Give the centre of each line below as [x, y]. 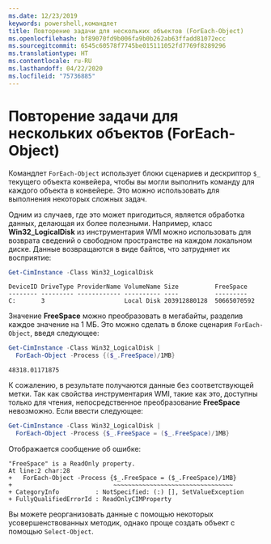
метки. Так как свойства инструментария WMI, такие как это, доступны [133, 394]
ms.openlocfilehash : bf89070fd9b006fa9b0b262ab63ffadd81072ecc [117, 38]
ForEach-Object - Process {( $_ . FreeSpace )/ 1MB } [95, 356]
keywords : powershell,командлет [63, 23]
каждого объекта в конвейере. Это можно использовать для [114, 190]
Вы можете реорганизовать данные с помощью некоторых [111, 514]
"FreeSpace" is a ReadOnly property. [72, 463]
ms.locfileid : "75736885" [52, 76]
